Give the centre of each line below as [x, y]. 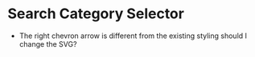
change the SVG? [48, 44]
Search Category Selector [96, 14]
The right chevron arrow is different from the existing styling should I [133, 36]
